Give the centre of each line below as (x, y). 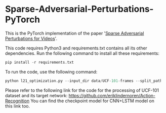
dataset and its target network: (36, 95)
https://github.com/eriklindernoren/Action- (112, 95)
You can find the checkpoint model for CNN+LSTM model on (92, 101)
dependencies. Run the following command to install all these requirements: (82, 53)
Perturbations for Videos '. (31, 38)
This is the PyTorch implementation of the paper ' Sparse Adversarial (75, 33)
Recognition (17, 101)
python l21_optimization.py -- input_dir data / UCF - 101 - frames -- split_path (84, 81)
